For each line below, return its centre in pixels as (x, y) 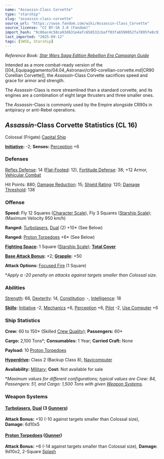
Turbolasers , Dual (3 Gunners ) (37, 408)
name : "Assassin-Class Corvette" (39, 10)
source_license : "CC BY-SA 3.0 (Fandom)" (48, 28)
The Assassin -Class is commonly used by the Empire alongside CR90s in (79, 104)
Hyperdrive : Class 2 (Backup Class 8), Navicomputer (59, 360)
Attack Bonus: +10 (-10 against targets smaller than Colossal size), (72, 419)
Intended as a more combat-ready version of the (54, 65)
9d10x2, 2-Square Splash (31, 452)
